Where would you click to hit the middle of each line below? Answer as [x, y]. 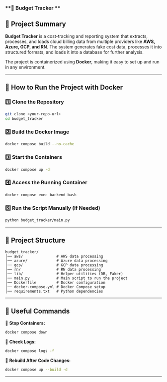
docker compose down [27, 332]
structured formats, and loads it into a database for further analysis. [75, 52]
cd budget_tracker [24, 119]
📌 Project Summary [36, 24]
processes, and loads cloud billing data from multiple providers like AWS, [80, 41]
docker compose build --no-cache [40, 144]
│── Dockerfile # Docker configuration [55, 282]
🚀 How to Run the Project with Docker [64, 88]
